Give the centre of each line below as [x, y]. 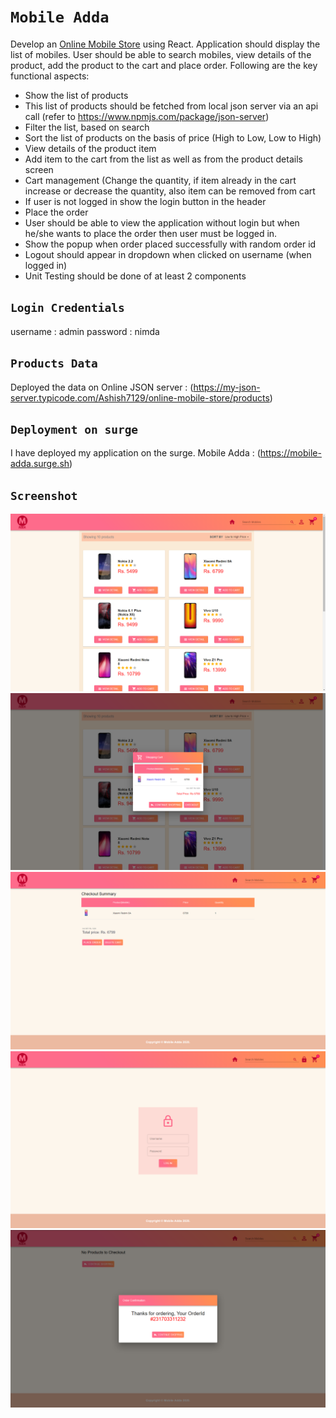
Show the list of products [76, 95]
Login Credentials [67, 308]
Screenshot [44, 495]
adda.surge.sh [40, 464]
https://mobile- [290, 453]
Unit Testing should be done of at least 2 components [135, 276]
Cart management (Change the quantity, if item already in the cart [160, 180]
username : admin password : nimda [85, 331]
